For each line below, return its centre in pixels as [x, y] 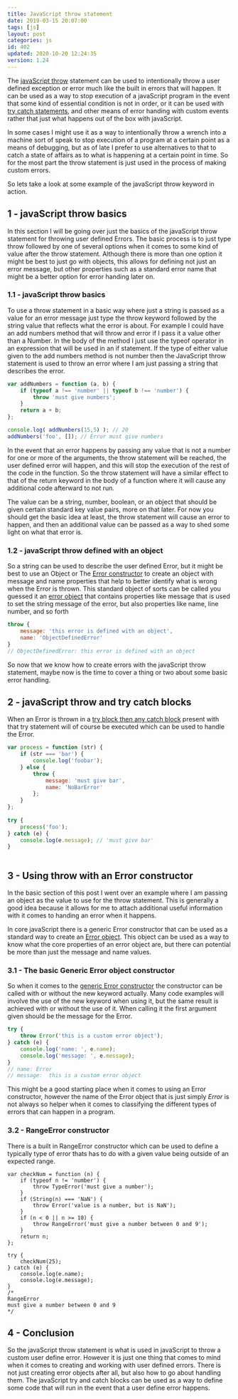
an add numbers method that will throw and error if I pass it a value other [114, 333]
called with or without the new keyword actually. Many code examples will [116, 994]
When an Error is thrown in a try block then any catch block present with [113, 719]
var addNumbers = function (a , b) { [61, 384]
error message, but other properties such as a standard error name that [112, 269]
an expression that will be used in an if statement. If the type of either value [118, 348]
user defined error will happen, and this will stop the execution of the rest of [118, 465]
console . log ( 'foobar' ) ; [68, 761]
